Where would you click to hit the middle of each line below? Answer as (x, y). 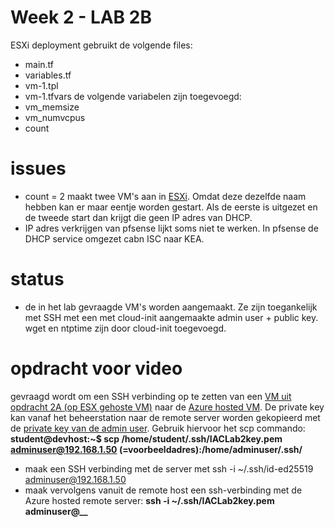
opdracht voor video (96, 368)
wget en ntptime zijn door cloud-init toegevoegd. (125, 328)
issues (38, 168)
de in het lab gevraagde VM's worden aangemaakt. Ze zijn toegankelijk (171, 307)
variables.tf (48, 75)
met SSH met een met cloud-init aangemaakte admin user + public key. (171, 317)
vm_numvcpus (55, 117)
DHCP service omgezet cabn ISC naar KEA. (114, 238)
